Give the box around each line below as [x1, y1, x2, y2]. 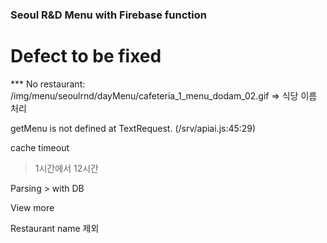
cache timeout [10, 141, 70, 153]
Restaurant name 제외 [10, 222, 100, 234]
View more [10, 201, 55, 213]
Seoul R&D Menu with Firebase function [10, 8, 208, 22]
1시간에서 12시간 [34, 162, 99, 174]
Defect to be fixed [10, 45, 162, 68]
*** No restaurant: [10, 78, 86, 90]
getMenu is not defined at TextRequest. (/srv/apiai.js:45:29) [10, 122, 257, 134]
